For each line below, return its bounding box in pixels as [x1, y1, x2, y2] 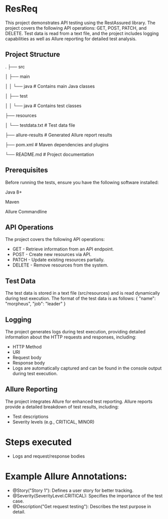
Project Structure [5, 50, 60, 59]
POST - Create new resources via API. [12, 251, 92, 257]
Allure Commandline [5, 208, 47, 214]
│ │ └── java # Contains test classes [5, 103, 82, 109]
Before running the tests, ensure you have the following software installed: [5, 179, 159, 185]
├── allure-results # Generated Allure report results [5, 132, 112, 138]
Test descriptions [12, 413, 49, 419]
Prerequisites [5, 166, 48, 175]
